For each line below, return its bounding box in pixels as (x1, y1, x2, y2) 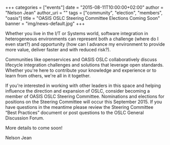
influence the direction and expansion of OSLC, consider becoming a (5, 88, 150, 94)
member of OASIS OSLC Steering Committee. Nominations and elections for (5, 94, 164, 99)
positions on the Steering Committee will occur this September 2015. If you (5, 99, 162, 105)
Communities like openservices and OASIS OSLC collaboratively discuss (5, 56, 157, 63)
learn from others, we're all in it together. (5, 73, 91, 78)
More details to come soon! (5, 125, 63, 131)
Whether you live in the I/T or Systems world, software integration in (5, 31, 149, 36)
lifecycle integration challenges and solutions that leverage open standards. (5, 62, 164, 68)
